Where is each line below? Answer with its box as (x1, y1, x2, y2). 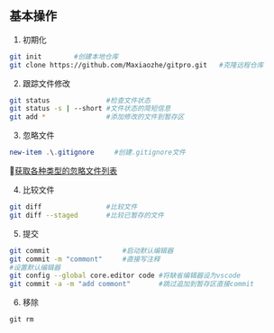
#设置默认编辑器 (9, 263, 61, 272)
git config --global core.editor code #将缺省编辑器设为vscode (9, 271, 242, 281)
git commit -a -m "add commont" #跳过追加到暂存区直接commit (9, 280, 254, 289)
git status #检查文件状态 (9, 95, 151, 105)
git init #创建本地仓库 (9, 52, 119, 61)
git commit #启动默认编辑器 (9, 246, 174, 255)
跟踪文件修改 (22, 77, 70, 88)
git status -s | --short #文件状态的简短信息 (9, 104, 171, 113)
